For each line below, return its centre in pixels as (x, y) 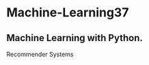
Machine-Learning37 (68, 13)
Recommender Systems (40, 54)
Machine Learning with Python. (74, 38)
